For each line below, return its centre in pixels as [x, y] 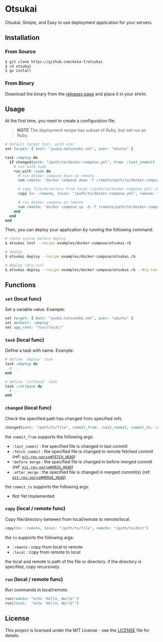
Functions [21, 285]
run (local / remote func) [34, 579]
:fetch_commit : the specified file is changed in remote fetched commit [83, 451]
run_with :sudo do [32, 171]
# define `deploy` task [29, 359]
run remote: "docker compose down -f [56, 180]
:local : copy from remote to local [46, 552]
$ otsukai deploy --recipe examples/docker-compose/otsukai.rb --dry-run [81, 270]
